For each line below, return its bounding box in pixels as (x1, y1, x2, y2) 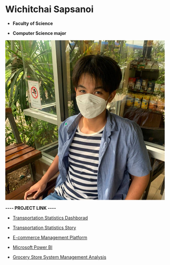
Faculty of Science (12, 20, 53, 26)
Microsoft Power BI (12, 244, 53, 250)
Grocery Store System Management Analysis (12, 254, 107, 260)
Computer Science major (12, 30, 67, 36)
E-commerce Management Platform (12, 234, 88, 240)
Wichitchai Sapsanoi (5, 4, 94, 15)
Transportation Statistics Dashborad (12, 214, 88, 221)
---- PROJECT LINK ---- (5, 205, 57, 211)
